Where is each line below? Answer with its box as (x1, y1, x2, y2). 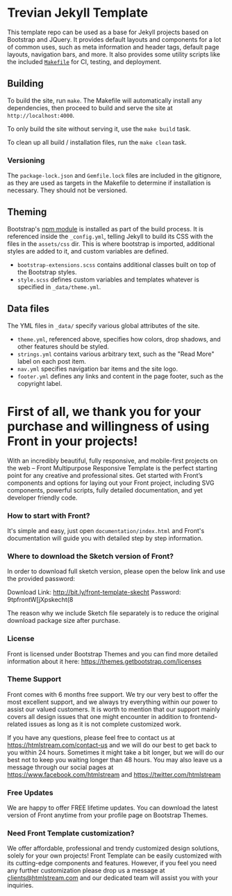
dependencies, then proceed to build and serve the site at (7, 103, 173, 112)
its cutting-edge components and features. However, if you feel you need (7, 859, 217, 867)
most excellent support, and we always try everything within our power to (7, 697, 217, 706)
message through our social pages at (7, 763, 114, 771)
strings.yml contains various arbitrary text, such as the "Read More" (17, 350, 215, 358)
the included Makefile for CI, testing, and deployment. (7, 57, 162, 65)
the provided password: (7, 575, 75, 583)
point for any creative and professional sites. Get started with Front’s (7, 471, 203, 479)
